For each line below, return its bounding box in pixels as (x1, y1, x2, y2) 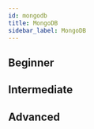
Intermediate (8, 83, 73, 96)
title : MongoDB (8, 19, 58, 27)
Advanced (8, 110, 61, 123)
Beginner (8, 56, 55, 69)
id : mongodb (8, 11, 47, 20)
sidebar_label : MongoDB (8, 26, 87, 34)
